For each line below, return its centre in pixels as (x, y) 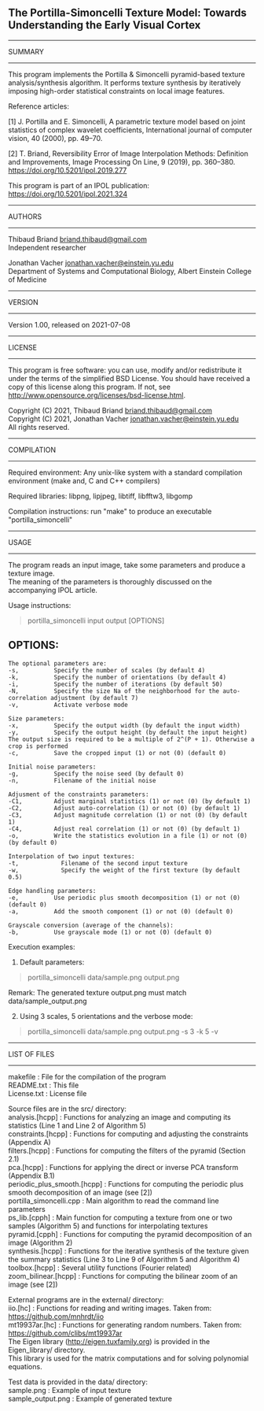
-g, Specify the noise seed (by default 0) (96, 774)
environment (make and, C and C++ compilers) (84, 480)
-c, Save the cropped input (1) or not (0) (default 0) (117, 753)
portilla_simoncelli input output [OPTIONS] (96, 620)
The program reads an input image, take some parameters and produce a (127, 565)
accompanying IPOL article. (53, 590)
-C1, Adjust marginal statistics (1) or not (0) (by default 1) (130, 801)
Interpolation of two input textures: (71, 856)
